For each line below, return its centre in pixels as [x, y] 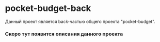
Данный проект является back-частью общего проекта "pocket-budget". [80, 21]
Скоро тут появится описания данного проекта [64, 34]
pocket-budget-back [48, 8]
